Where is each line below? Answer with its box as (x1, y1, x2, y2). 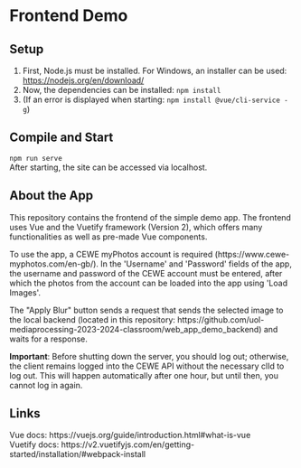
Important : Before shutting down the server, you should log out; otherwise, (9, 351, 289, 361)
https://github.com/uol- (177, 314, 265, 325)
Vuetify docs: (9, 439, 60, 450)
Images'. (9, 286, 42, 298)
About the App (9, 188, 93, 203)
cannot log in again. (9, 379, 83, 390)
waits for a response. (9, 333, 89, 344)
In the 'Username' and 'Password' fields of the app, (100, 258, 292, 269)
